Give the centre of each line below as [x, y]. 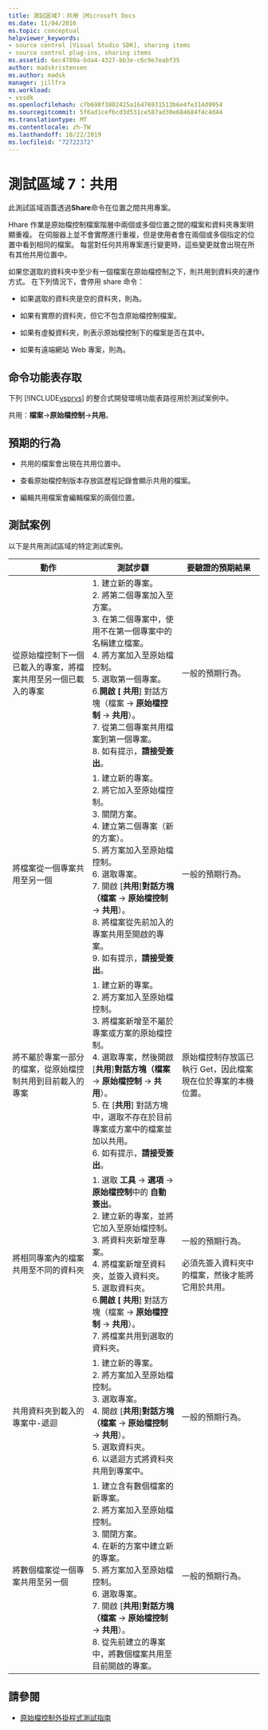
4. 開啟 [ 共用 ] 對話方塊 [133, 1411]
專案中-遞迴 [35, 1423]
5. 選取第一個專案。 [129, 679]
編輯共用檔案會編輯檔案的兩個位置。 [79, 497]
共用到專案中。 [120, 1471]
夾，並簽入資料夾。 [128, 1276]
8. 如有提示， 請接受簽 [133, 751]
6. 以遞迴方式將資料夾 [133, 1459]
